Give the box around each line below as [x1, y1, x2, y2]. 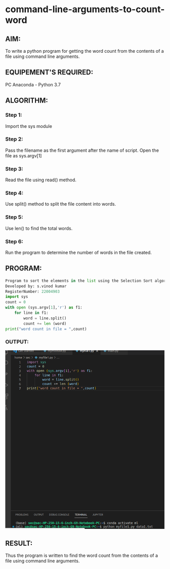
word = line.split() [23, 316, 67, 321]
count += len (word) [23, 321, 67, 326]
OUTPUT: [5, 339, 29, 346]
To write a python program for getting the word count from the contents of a [5, 48, 164, 54]
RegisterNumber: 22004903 [5, 289, 60, 294]
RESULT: [5, 539, 33, 548]
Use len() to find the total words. [5, 225, 73, 231]
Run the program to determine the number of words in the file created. [5, 249, 152, 255]
